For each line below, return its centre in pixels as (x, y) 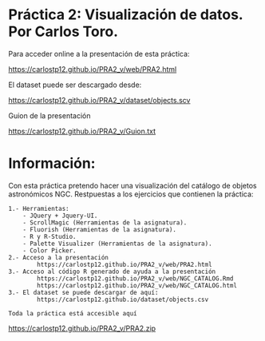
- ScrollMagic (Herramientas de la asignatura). (105, 222)
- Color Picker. (50, 250)
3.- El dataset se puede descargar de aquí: (83, 292)
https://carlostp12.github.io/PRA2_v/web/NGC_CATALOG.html (137, 285)
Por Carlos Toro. (63, 32)
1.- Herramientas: (39, 208)
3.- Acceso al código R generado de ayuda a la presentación (112, 272)
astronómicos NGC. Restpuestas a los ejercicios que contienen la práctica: (131, 194)
